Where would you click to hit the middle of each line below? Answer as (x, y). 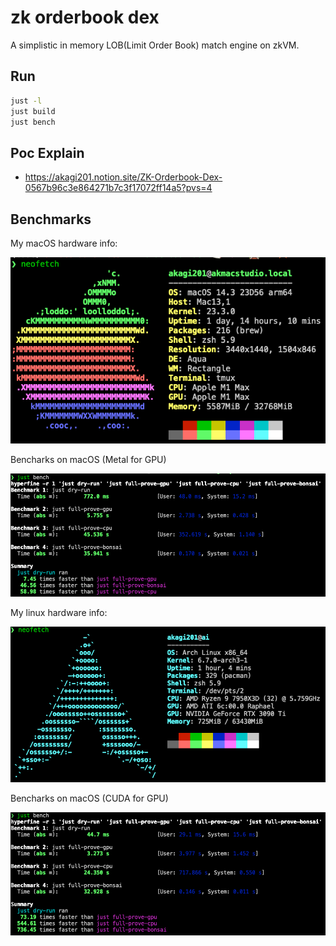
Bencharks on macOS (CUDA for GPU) (89, 798)
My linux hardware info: (59, 613)
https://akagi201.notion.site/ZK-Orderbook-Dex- (123, 177)
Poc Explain (47, 152)
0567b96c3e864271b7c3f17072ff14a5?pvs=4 (118, 188)
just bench (33, 122)
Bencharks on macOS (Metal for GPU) (88, 460)
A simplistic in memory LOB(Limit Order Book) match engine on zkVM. (155, 45)
